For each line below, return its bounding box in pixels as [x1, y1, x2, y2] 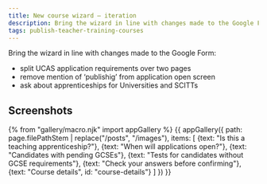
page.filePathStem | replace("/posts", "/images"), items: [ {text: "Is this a [8, 133, 246, 143]
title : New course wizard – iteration [8, 11, 137, 20]
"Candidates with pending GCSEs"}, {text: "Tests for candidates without [8, 151, 244, 160]
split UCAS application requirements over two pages [19, 64, 192, 73]
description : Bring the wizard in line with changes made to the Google [8, 19, 254, 27]
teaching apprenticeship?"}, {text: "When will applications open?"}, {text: [8, 142, 247, 151]
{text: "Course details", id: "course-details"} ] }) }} [8, 167, 172, 177]
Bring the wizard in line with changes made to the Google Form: [8, 49, 217, 58]
